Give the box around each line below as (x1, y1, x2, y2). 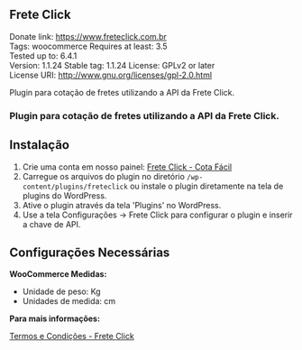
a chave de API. (22, 218, 81, 229)
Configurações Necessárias (9, 244, 170, 260)
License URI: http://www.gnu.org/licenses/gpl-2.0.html (9, 69, 213, 80)
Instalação (9, 137, 70, 152)
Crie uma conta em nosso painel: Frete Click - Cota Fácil (22, 161, 233, 172)
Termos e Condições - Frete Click (9, 331, 135, 342)
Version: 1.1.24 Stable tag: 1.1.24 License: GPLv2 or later (9, 60, 215, 70)
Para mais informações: (9, 313, 101, 324)
